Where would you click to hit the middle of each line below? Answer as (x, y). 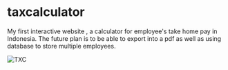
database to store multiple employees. (61, 46)
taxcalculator (46, 12)
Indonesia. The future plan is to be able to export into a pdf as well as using (114, 38)
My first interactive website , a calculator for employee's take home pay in (112, 31)
